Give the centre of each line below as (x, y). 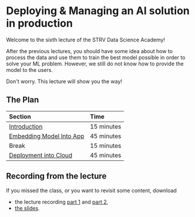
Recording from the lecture (56, 176)
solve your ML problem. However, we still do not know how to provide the (95, 64)
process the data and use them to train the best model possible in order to (96, 57)
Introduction (26, 126)
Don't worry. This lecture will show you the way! (64, 81)
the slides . (27, 208)
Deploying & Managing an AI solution (98, 11)
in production (40, 23)
